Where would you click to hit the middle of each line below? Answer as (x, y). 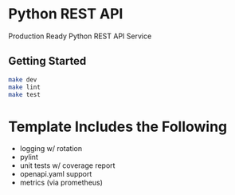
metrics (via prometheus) (61, 183)
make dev (23, 80)
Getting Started (47, 61)
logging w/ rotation (51, 149)
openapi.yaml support (56, 174)
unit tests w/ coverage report (67, 165)
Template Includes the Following (118, 127)
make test (25, 94)
